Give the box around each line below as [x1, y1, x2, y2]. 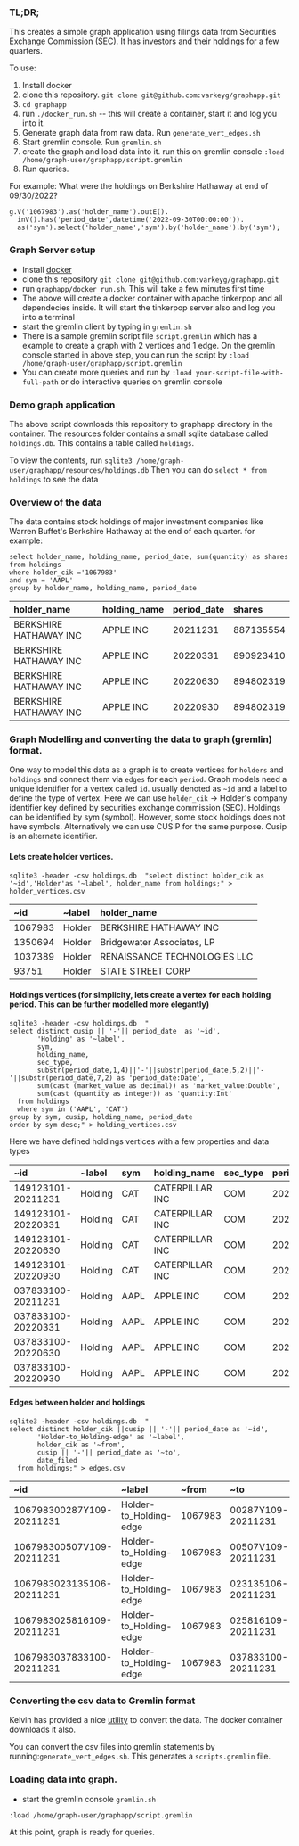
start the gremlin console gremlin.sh [21, 1793, 157, 1804]
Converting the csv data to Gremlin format [9, 1694, 196, 1707]
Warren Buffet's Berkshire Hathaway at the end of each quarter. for [9, 526, 255, 537]
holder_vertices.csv [9, 886, 86, 895]
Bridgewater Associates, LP [100, 935, 215, 948]
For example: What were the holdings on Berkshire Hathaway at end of [9, 181, 269, 192]
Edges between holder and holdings [9, 1397, 146, 1408]
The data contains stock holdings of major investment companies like [9, 516, 264, 527]
